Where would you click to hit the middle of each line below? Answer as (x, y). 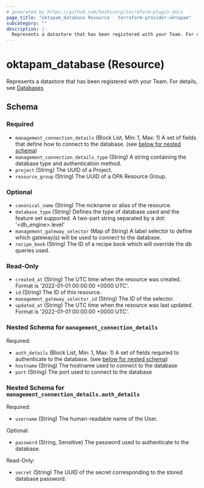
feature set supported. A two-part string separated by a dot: (90, 218)
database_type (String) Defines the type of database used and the (97, 212)
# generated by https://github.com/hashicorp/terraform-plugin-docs (95, 12)
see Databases (25, 88)
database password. (41, 478)
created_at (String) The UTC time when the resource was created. (98, 280)
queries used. (32, 250)
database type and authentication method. (68, 163)
